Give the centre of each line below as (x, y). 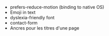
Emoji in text (23, 12)
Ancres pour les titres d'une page (44, 28)
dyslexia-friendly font (32, 18)
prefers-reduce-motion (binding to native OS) (57, 7)
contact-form (24, 23)
